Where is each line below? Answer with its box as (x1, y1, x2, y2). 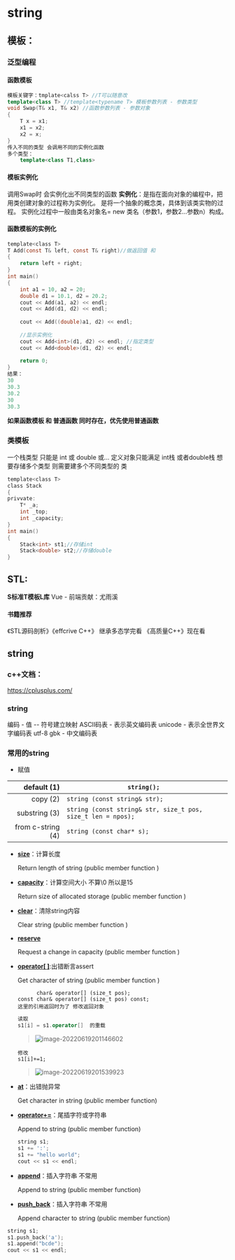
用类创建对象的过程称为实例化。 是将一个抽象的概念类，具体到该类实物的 (7, 198, 218, 207)
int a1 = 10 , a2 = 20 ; (20, 285, 86, 293)
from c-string (15, 822, 60, 832)
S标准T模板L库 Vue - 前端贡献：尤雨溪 (7, 593, 118, 601)
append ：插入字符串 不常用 (17, 1171, 98, 1180)
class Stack (7, 482, 42, 489)
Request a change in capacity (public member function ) (17, 948, 180, 956)
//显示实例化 (20, 331, 52, 339)
